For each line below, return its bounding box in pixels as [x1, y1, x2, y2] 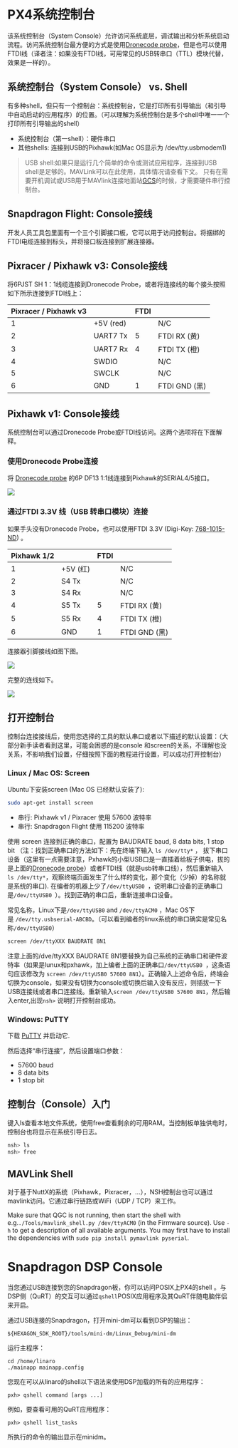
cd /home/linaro [7, 1358, 55, 1365]
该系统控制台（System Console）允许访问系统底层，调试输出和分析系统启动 [7, 31, 229, 40]
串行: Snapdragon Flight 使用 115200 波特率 [17, 822, 145, 830]
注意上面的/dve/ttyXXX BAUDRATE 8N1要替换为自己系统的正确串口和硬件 [7, 951, 222, 960]
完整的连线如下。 [7, 675, 58, 684]
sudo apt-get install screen [7, 799, 94, 806]
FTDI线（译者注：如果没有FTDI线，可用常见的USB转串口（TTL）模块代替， [7, 49, 227, 58]
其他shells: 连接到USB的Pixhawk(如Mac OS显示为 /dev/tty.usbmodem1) [17, 143, 227, 152]
